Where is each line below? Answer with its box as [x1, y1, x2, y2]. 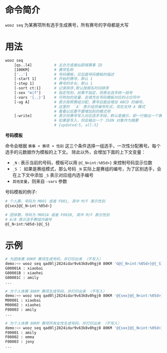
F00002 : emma [5, 335, 35, 340]
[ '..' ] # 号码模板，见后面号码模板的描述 [14, 72, 114, 77]
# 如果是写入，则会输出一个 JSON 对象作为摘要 [54, 118, 139, 123]
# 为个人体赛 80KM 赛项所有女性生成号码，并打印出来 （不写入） [5, 321, 122, 326]
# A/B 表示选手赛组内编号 [5, 217, 52, 222]
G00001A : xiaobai [5, 266, 43, 271]
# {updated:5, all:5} [54, 123, 99, 128]
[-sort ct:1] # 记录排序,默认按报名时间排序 [14, 86, 109, 91]
